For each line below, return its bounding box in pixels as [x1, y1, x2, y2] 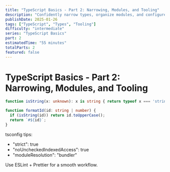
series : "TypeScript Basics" [5, 31, 67, 36]
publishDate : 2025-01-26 [5, 17, 58, 22]
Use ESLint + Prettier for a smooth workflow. [5, 161, 98, 167]
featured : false [5, 50, 39, 55]
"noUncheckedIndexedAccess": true [12, 146, 90, 152]
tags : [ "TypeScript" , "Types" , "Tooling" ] [5, 21, 96, 27]
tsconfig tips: [5, 131, 33, 137]
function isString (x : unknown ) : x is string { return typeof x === [5, 99, 151, 104]
